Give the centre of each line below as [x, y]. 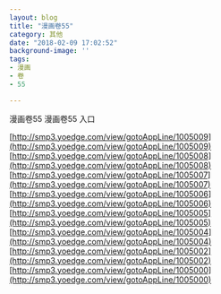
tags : [19, 59]
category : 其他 [36, 34]
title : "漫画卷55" [42, 26]
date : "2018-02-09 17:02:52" [64, 43]
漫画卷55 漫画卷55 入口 [52, 118]
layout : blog [34, 17]
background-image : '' [50, 51]
